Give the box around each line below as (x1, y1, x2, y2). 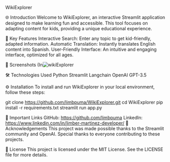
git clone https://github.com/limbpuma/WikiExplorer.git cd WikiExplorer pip (5, 99, 163, 105)
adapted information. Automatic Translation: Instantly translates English (5, 41, 156, 47)
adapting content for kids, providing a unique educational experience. (5, 26, 152, 31)
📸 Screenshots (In (5, 62, 43, 68)
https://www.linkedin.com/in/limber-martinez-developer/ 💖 (5, 120, 129, 126)
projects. (5, 136, 24, 143)
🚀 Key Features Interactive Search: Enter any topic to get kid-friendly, (5, 35, 152, 42)
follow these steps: (5, 89, 45, 95)
